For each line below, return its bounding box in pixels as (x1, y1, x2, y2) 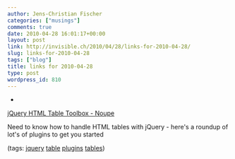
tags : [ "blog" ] (7, 57, 52, 64)
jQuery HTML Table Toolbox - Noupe (7, 109, 115, 117)
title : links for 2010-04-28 (7, 63, 93, 70)
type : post (7, 69, 40, 76)
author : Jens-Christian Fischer (7, 10, 102, 18)
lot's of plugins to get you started (7, 130, 104, 139)
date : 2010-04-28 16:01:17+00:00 (7, 30, 106, 37)
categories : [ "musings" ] (7, 17, 80, 24)
